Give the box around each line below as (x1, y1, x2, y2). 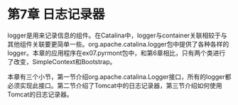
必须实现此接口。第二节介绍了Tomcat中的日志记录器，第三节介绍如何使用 (7, 81, 222, 89)
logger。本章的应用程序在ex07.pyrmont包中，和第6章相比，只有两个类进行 (7, 49, 226, 57)
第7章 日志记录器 (7, 6, 105, 23)
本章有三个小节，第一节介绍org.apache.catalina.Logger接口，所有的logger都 (7, 72, 232, 81)
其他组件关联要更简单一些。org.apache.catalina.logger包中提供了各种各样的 (7, 39, 229, 48)
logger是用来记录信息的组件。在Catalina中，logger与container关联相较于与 (7, 31, 227, 39)
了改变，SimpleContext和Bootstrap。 (7, 57, 117, 66)
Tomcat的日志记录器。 (7, 89, 73, 99)
